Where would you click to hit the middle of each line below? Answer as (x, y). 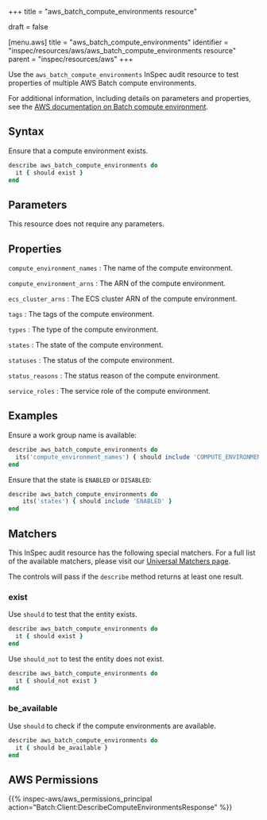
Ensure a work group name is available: (73, 435)
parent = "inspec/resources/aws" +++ (71, 59)
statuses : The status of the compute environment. (91, 360)
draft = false (28, 27)
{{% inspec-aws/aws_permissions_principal (80, 799)
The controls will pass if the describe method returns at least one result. (126, 576)
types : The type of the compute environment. (83, 329)
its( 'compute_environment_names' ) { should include (103, 457)
